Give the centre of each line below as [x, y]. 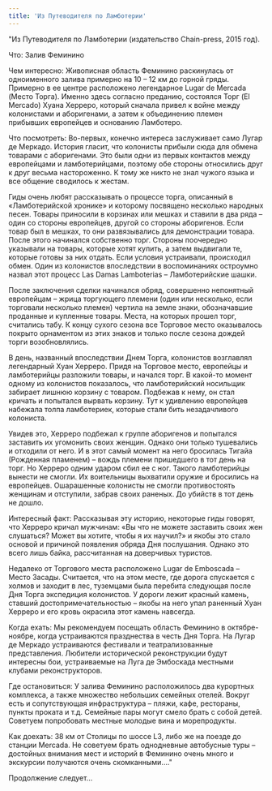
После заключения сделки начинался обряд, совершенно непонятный [131, 290]
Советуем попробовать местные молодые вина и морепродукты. [122, 720]
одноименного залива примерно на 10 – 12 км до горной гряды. [119, 79]
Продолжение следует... [51, 778]
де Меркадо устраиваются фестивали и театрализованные [110, 644]
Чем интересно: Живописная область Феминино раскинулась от [121, 71]
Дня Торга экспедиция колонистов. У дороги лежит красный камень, [129, 594]
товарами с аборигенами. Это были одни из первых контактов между [130, 155]
